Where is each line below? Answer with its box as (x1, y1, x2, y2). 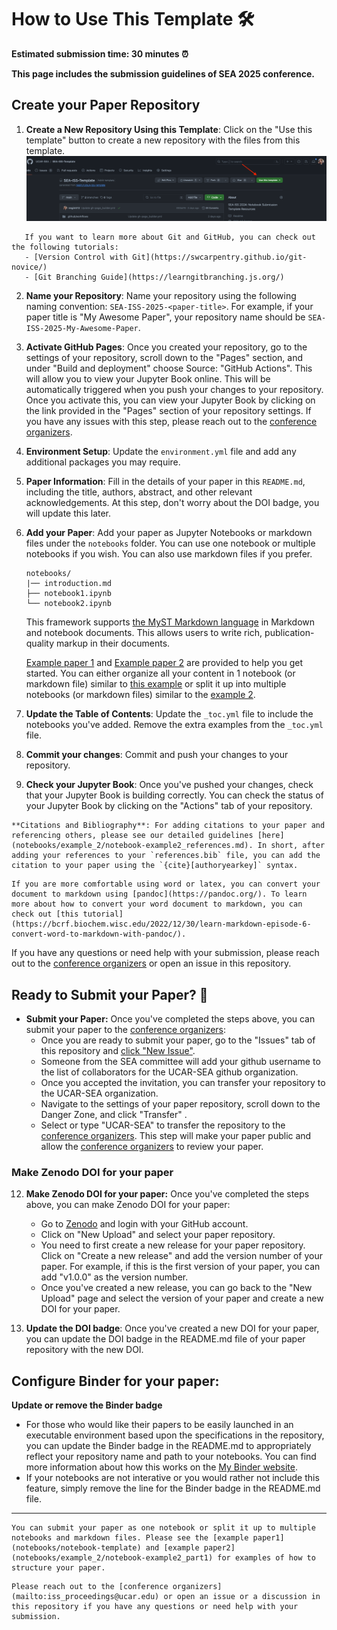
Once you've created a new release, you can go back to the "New (40, 1282, 313, 1294)
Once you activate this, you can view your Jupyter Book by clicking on (25, 394, 316, 406)
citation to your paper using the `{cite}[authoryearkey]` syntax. (11, 861, 299, 871)
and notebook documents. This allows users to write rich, (25, 627, 263, 639)
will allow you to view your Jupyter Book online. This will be (25, 373, 271, 385)
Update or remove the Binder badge (11, 1399, 163, 1411)
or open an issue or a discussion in (163, 1592, 321, 1602)
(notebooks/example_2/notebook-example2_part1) (11, 1553, 214, 1563)
